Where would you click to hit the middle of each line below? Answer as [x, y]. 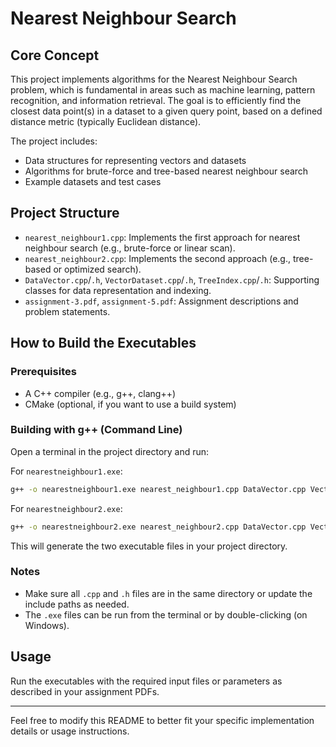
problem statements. [67, 311]
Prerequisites [43, 372]
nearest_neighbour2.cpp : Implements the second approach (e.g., [158, 258]
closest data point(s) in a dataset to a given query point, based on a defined [166, 111]
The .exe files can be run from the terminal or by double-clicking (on [166, 614]
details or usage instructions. [70, 731]
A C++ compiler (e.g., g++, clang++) [100, 393]
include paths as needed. [77, 604]
